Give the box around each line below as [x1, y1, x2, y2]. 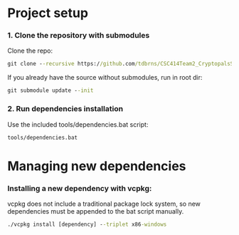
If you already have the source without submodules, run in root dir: [7, 73, 203, 82]
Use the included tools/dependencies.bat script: [7, 120, 149, 129]
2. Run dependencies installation [7, 104, 123, 114]
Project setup [7, 5, 89, 21]
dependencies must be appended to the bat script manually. [7, 207, 184, 215]
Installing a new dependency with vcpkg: [7, 183, 152, 193]
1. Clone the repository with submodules [7, 31, 150, 41]
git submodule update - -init [7, 87, 94, 94]
